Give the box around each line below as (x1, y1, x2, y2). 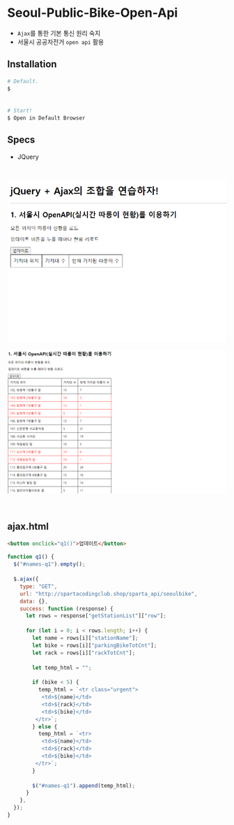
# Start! (7, 107, 33, 115)
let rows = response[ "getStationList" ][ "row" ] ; (25, 612, 167, 619)
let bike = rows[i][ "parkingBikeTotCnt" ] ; (32, 642, 157, 649)
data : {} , (19, 598, 49, 605)
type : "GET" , (19, 582, 58, 590)
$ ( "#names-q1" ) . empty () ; (13, 561, 86, 568)
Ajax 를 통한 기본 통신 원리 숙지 (17, 29, 101, 37)
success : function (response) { (19, 605, 114, 612)
